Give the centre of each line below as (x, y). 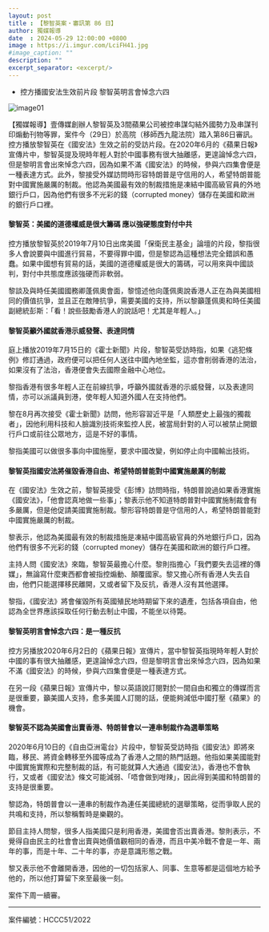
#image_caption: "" (41, 53)
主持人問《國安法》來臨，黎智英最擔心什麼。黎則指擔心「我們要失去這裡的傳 (134, 564)
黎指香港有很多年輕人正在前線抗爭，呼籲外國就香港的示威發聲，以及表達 (127, 387)
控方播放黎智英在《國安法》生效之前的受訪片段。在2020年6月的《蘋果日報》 (133, 144)
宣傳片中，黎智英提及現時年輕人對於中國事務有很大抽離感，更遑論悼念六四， (134, 154)
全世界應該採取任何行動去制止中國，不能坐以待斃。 (106, 611)
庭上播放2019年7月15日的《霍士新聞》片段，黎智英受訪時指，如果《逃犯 (127, 350)
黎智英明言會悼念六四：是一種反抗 (64, 631)
